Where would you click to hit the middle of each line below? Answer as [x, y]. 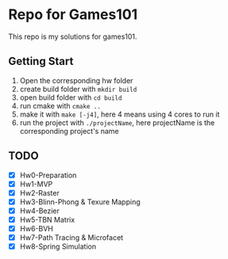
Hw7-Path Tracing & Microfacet [71, 238]
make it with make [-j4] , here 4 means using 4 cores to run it [120, 114]
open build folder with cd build [71, 97]
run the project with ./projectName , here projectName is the [117, 122]
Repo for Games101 [73, 15]
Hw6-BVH [36, 228]
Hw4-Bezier [39, 211]
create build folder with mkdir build [78, 89]
